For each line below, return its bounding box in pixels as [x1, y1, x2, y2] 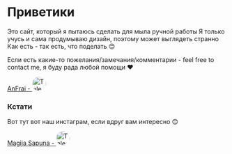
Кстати [7, 102, 33, 111]
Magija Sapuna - [7, 139, 54, 147]
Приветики [7, 4, 75, 20]
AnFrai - [7, 84, 31, 93]
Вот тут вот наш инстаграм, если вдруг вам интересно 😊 [7, 118, 179, 126]
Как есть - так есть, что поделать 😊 [7, 42, 116, 50]
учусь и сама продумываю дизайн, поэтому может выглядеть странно [7, 34, 219, 43]
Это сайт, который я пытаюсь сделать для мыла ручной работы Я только [7, 27, 225, 36]
